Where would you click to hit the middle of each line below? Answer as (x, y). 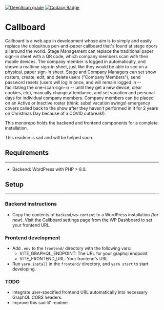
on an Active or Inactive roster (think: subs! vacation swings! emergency (78, 103)
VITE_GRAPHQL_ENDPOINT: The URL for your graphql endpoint (83, 253)
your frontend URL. (31, 225)
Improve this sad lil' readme (40, 303)
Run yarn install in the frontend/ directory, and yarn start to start (80, 264)
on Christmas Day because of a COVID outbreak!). (56, 113)
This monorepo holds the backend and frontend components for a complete (81, 123)
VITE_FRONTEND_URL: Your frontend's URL (64, 259)
